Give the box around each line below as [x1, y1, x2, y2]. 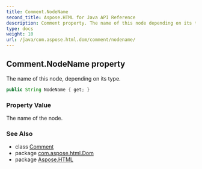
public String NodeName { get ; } [6, 87, 90, 93]
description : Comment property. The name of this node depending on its [6, 20, 192, 26]
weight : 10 [6, 31, 34, 37]
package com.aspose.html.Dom [14, 150, 94, 157]
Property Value [6, 100, 52, 109]
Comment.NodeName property [6, 59, 126, 69]
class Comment [14, 143, 54, 150]
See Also [6, 129, 33, 138]
